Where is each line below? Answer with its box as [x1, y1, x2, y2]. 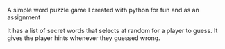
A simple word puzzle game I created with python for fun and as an [7, 6, 199, 14]
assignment [7, 13, 41, 21]
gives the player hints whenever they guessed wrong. [7, 34, 161, 42]
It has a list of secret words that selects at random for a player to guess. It [7, 27, 218, 35]
